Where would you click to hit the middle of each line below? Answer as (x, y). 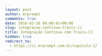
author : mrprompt (23, 14)
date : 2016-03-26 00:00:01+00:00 (39, 23)
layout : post (18, 9)
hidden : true (18, 37)
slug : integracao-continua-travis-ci (44, 28)
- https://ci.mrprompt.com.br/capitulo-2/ (53, 46)
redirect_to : (18, 41)
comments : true (21, 19)
